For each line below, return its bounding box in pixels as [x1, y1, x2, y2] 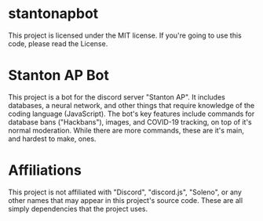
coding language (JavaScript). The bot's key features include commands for [8, 109, 255, 118]
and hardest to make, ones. [8, 134, 97, 143]
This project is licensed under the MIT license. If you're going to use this [8, 31, 242, 40]
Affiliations [8, 161, 82, 179]
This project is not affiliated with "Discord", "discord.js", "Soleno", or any [8, 187, 242, 197]
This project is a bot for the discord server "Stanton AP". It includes [8, 92, 225, 102]
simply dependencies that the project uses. [8, 204, 148, 213]
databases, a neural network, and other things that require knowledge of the [8, 100, 255, 110]
